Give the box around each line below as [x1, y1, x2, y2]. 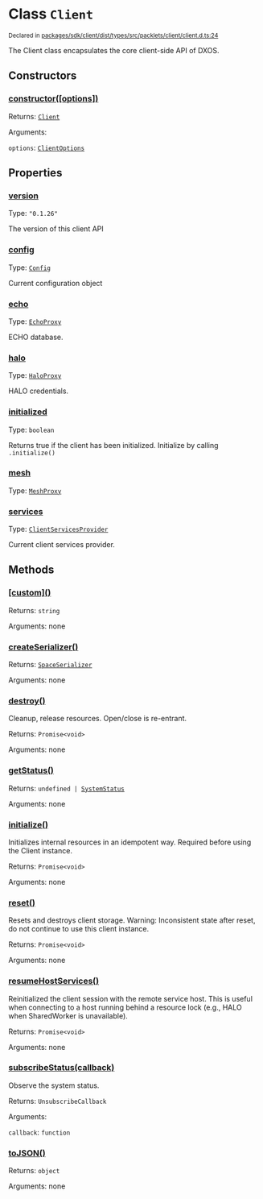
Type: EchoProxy [8, 316, 62, 326]
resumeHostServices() [8, 976, 99, 987]
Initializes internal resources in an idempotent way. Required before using [8, 837, 252, 847]
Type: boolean [8, 425, 55, 434]
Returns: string [8, 605, 60, 615]
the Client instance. [8, 845, 72, 855]
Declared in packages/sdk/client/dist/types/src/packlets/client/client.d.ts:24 [8, 31, 219, 39]
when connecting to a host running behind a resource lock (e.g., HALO [8, 1002, 243, 1012]
